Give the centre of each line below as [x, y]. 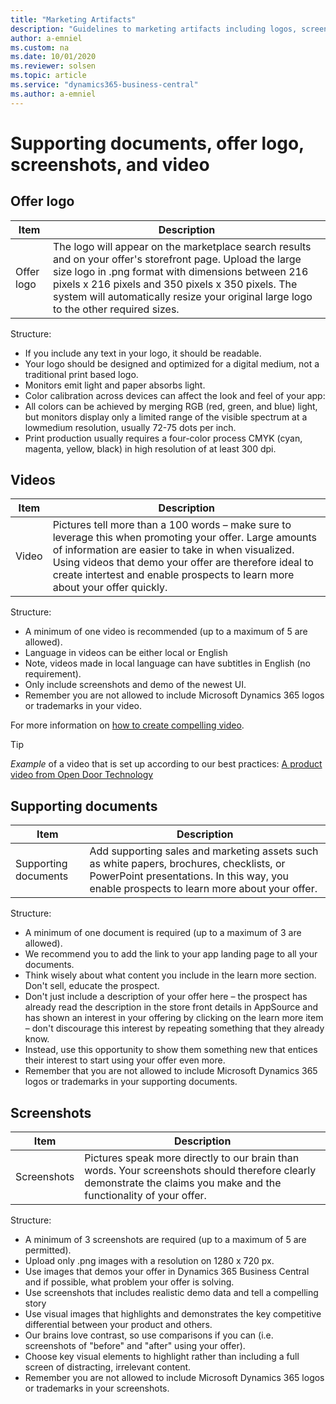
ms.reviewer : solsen [53, 66]
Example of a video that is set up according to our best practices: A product [166, 764]
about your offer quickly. [110, 588]
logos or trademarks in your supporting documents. [131, 1082]
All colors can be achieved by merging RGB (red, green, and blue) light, [171, 406]
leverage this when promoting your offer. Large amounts [184, 538]
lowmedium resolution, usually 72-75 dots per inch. [130, 427]
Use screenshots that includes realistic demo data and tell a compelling [171, 1293]
